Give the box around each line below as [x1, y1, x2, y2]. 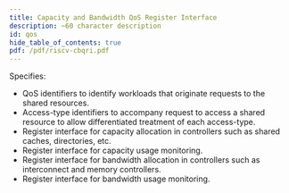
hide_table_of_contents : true [9, 38, 122, 47]
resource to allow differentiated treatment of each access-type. [21, 117, 256, 128]
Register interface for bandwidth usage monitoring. [21, 173, 211, 184]
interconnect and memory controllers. [21, 164, 162, 175]
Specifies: [9, 71, 46, 81]
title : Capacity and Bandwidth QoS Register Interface [9, 13, 218, 22]
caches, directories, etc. [21, 136, 111, 147]
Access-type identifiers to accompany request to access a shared [21, 107, 266, 118]
